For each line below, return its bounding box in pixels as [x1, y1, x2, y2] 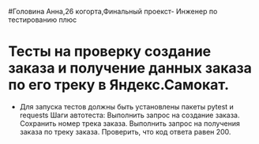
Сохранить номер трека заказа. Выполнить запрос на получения [19, 118, 241, 128]
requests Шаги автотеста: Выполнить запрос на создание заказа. [19, 110, 240, 120]
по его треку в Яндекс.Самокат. [8, 76, 230, 94]
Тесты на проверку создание [8, 42, 212, 61]
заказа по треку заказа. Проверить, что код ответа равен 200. [19, 127, 231, 136]
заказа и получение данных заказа [8, 59, 253, 77]
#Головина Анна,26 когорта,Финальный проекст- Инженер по [8, 7, 218, 16]
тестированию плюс [8, 15, 77, 24]
